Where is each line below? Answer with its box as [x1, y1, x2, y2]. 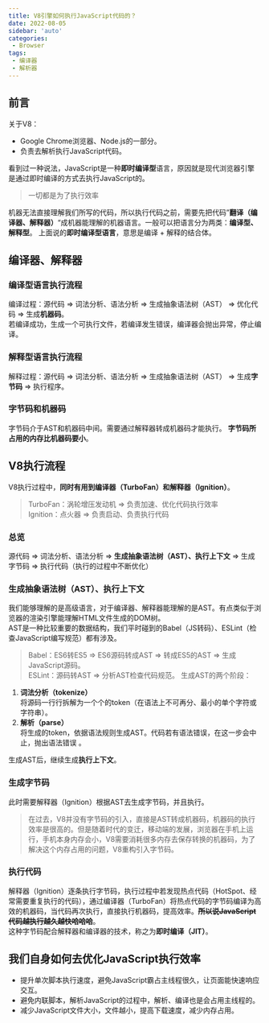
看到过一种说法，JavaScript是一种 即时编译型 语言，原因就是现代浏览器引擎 [8, 163, 255, 173]
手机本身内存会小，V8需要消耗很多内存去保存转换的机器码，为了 [42, 834, 256, 844]
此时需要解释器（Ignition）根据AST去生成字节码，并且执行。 [8, 797, 209, 806]
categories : [8, 34, 48, 43]
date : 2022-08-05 [8, 19, 67, 27]
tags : [8, 49, 26, 57]
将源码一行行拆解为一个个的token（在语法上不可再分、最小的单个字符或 [19, 698, 257, 707]
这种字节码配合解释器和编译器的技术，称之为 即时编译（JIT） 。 [8, 926, 213, 936]
